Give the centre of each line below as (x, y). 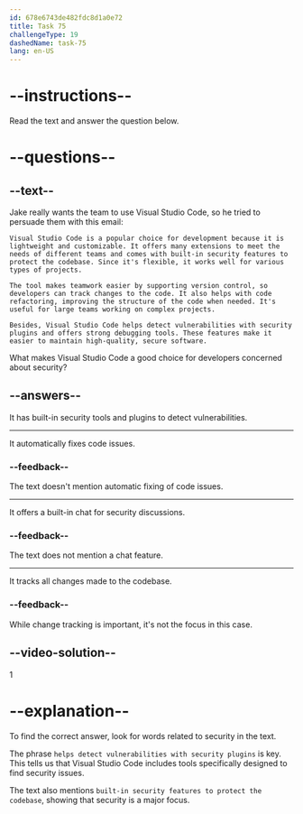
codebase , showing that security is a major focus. (100, 800)
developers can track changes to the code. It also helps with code (141, 294)
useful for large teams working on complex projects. (113, 310)
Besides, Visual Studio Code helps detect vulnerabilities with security (151, 326)
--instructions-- (71, 96)
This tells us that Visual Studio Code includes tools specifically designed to (148, 763)
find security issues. (47, 772)
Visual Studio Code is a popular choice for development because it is (147, 239)
